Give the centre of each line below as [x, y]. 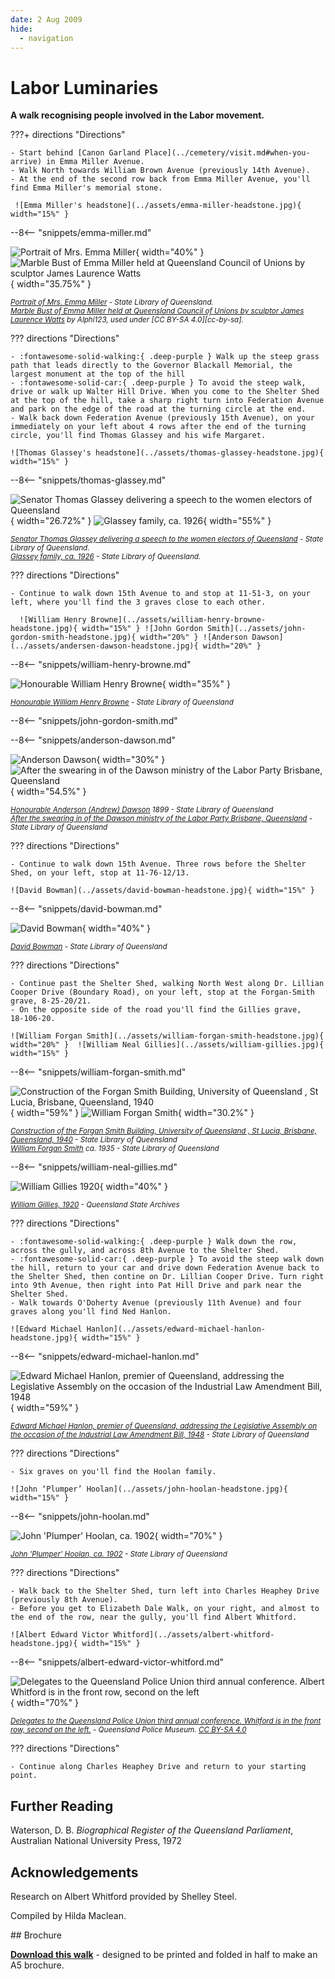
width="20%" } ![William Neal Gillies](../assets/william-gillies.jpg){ [167, 1045]
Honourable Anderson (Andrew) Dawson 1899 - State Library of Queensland [142, 810]
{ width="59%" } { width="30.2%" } [132, 1113]
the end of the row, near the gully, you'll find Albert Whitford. [154, 1617]
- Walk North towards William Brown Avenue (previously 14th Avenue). [160, 171]
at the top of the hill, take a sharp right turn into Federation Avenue [167, 401]
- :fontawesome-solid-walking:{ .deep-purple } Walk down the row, [154, 1242]
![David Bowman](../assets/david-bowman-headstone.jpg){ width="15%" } [162, 891]
